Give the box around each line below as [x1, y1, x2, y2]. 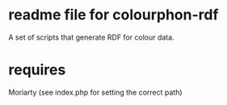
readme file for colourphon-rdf [8, 6, 219, 24]
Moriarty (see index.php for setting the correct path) [8, 87, 183, 97]
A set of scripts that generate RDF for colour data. [8, 32, 175, 42]
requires [8, 61, 66, 79]
